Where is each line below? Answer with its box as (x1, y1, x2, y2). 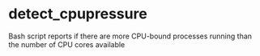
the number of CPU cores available (8, 39, 126, 49)
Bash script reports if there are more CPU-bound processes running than (8, 31, 253, 41)
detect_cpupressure (8, 5, 147, 23)
